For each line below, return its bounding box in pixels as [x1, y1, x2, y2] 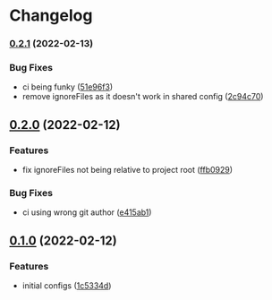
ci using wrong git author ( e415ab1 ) [21, 207, 152, 218]
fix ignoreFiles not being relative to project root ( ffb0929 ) [21, 165, 234, 176]
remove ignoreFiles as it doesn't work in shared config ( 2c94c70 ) [21, 91, 264, 102]
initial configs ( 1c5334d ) [21, 280, 112, 291]
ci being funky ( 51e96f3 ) [21, 81, 114, 92]
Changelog [9, 5, 93, 26]
